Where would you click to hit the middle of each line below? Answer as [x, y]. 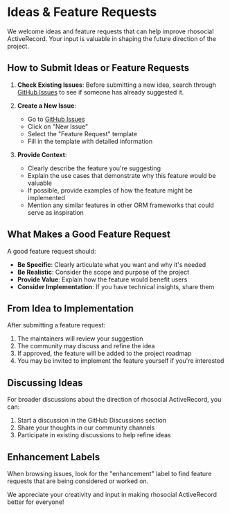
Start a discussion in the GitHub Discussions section [92, 421]
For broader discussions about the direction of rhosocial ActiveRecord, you [114, 400]
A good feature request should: [52, 251]
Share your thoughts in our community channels [86, 427]
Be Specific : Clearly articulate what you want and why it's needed [112, 264]
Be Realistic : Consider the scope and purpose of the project [103, 272]
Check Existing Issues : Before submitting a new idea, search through [116, 85]
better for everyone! [36, 502]
